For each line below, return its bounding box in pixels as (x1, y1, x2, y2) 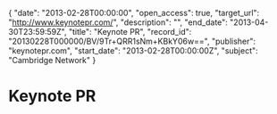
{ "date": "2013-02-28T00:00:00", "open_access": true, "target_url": (8, 8, 260, 18)
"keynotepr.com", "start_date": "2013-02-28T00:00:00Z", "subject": (8, 45, 258, 56)
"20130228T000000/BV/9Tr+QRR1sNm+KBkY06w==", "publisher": (8, 36, 256, 46)
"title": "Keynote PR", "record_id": (68, 27, 192, 37)
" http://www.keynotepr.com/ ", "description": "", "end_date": (8, 17, 229, 28)
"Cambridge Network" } (8, 55, 97, 65)
